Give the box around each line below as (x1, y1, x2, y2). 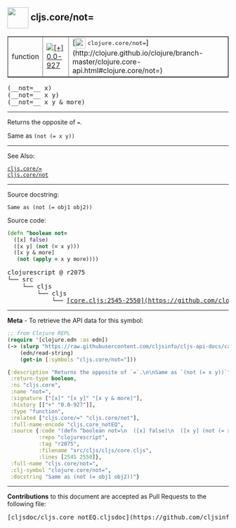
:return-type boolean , (10, 375, 77, 383)
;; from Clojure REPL (7, 330, 71, 337)
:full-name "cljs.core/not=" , (10, 460, 99, 467)
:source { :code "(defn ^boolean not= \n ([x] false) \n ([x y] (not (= (10, 428, 225, 435)
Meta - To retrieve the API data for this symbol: (7, 317, 144, 325)
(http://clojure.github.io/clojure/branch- (72, 48, 204, 58)
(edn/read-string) (20, 349, 74, 357)
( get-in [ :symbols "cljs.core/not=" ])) (20, 356, 137, 363)
